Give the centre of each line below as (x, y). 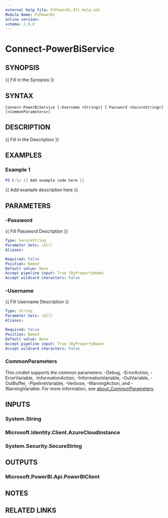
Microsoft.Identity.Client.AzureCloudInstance (63, 432)
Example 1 (18, 170)
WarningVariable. (23, 388)
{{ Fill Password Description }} (37, 231)
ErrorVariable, (20, 378)
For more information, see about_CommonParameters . (98, 388)
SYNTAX (19, 96)
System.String (23, 419)
